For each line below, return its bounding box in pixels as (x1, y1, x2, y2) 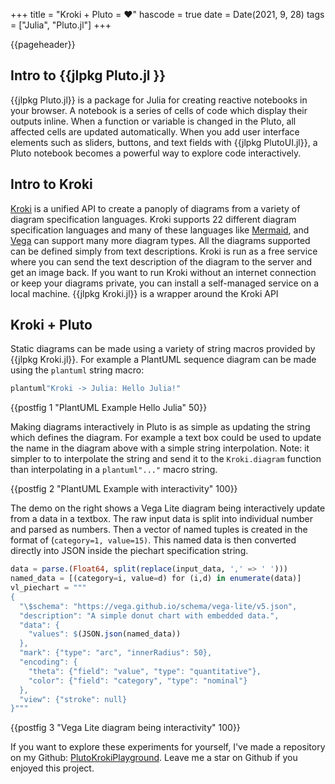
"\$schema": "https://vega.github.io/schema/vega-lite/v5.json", (19, 601, 298, 611)
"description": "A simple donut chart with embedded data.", (19, 610, 280, 621)
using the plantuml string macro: (10, 364, 145, 376)
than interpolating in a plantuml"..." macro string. (10, 464, 218, 476)
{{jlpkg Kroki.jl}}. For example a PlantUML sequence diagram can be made (10, 354, 317, 366)
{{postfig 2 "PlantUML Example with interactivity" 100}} (10, 483, 238, 495)
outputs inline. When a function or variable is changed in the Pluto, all (10, 115, 297, 127)
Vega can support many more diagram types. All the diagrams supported (10, 234, 311, 246)
